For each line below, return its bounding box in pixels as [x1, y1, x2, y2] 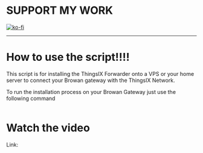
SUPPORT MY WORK [6, 4, 114, 17]
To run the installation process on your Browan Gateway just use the [6, 88, 176, 95]
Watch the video [6, 121, 91, 135]
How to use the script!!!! [6, 51, 130, 64]
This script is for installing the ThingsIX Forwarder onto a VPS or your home [6, 70, 195, 77]
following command [6, 95, 56, 102]
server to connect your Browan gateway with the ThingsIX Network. [6, 76, 175, 84]
